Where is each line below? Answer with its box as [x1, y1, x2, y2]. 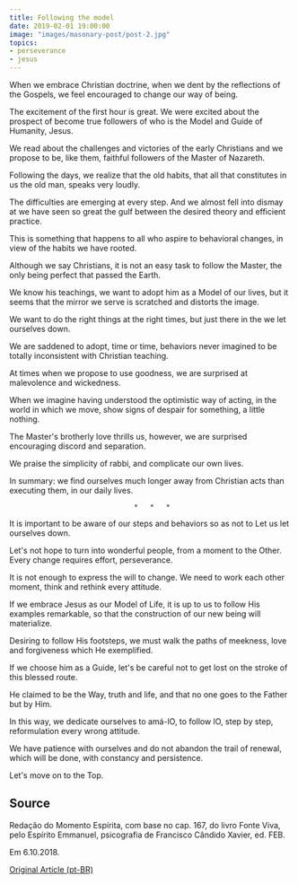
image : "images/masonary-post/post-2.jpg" [9, 30, 171, 39]
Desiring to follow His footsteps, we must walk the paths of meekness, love [9, 635, 287, 646]
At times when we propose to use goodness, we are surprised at [9, 368, 249, 378]
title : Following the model [9, 13, 115, 22]
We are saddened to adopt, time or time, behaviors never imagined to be [9, 341, 277, 351]
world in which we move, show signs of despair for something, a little [9, 405, 266, 415]
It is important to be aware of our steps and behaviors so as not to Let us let [9, 518, 290, 529]
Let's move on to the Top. [9, 770, 104, 781]
